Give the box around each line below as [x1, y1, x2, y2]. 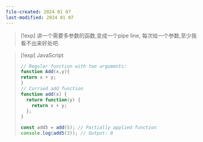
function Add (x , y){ [20, 69, 70, 75]
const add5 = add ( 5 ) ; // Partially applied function [20, 124, 157, 131]
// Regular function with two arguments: [20, 63, 127, 69]
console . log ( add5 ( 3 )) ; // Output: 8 [20, 131, 113, 137]
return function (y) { [26, 97, 81, 103]
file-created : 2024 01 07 [5, 8, 71, 15]
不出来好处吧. [25, 39, 60, 47]
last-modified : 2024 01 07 [5, 15, 74, 21]
